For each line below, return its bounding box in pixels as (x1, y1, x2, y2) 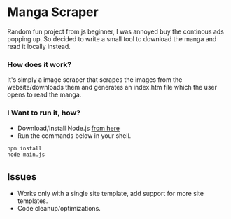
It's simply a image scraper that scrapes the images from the (7, 76, 183, 84)
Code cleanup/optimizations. (17, 204, 101, 213)
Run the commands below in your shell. (17, 131, 132, 140)
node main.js (7, 151, 45, 158)
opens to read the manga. (7, 90, 82, 99)
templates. (17, 197, 48, 205)
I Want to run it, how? (7, 108, 81, 118)
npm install (7, 145, 42, 152)
